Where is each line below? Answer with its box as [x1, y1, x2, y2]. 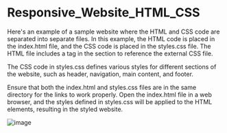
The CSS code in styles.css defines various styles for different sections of [7, 62, 217, 71]
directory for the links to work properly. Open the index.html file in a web [7, 90, 213, 99]
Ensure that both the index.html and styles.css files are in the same [7, 83, 197, 91]
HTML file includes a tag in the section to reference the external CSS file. [7, 49, 213, 58]
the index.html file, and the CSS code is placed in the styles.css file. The [7, 42, 211, 50]
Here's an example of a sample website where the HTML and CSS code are [7, 27, 220, 36]
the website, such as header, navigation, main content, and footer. [7, 70, 194, 78]
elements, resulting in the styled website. [7, 105, 123, 113]
